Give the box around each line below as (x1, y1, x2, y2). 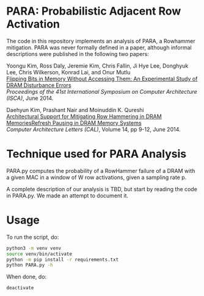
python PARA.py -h (6, 262, 53, 269)
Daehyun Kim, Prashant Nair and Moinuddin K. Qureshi (6, 106, 145, 113)
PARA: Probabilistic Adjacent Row (6, 4, 181, 18)
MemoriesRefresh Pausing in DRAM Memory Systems (6, 119, 142, 126)
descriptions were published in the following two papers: (6, 50, 150, 57)
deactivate (6, 285, 34, 291)
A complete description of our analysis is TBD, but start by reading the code (6, 185, 197, 192)
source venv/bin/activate (6, 251, 72, 257)
